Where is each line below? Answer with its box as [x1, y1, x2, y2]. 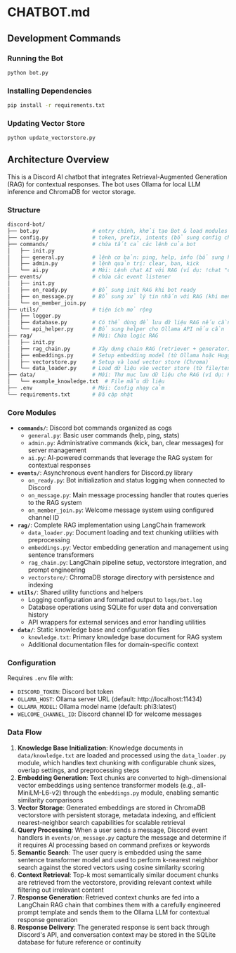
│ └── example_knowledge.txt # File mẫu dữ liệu [7, 378, 165, 385]
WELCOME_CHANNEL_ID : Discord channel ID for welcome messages [17, 710, 202, 718]
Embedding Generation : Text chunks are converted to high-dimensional [17, 773, 227, 781]
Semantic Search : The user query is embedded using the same [17, 848, 202, 857]
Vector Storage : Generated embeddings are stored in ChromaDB [17, 803, 206, 812]
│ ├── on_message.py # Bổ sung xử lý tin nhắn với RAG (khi [7, 293, 218, 300]
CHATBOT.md [7, 4, 91, 20]
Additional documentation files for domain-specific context [27, 641, 199, 649]
